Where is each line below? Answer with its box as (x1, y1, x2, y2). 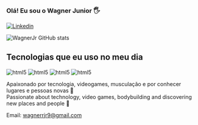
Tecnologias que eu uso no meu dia (6, 52, 143, 62)
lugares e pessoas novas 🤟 (6, 87, 74, 94)
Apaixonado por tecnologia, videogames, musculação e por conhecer (6, 80, 182, 87)
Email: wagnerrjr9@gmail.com (6, 111, 82, 118)
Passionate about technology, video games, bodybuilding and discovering (6, 93, 192, 100)
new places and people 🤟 (6, 100, 70, 107)
